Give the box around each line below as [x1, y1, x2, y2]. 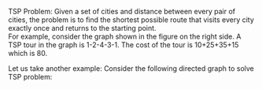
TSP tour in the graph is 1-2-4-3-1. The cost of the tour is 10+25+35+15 [8, 40, 239, 50]
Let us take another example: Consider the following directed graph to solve [8, 64, 254, 73]
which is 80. [8, 49, 48, 57]
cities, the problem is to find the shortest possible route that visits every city [8, 15, 254, 24]
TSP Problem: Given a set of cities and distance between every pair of [8, 7, 236, 16]
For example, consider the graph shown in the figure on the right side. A [8, 32, 242, 41]
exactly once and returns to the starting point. [8, 24, 157, 32]
